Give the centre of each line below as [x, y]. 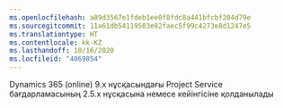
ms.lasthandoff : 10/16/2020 [62, 51]
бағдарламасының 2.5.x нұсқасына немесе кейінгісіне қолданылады [141, 94]
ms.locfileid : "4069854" [56, 59]
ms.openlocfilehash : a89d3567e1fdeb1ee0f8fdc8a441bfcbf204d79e [130, 17]
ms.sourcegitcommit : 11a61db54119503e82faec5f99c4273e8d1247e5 [130, 26]
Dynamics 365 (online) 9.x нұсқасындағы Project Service [116, 84]
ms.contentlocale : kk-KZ [56, 42]
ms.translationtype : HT [54, 34]
